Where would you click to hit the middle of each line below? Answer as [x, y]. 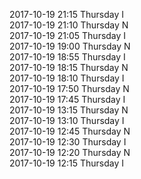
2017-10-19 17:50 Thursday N [69, 88]
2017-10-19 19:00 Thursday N [70, 46]
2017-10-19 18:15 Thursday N [69, 67]
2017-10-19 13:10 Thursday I [67, 120]
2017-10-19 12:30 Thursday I [68, 142]
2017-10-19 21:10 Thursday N [69, 25]
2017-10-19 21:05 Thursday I [68, 35]
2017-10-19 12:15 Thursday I [66, 163]
